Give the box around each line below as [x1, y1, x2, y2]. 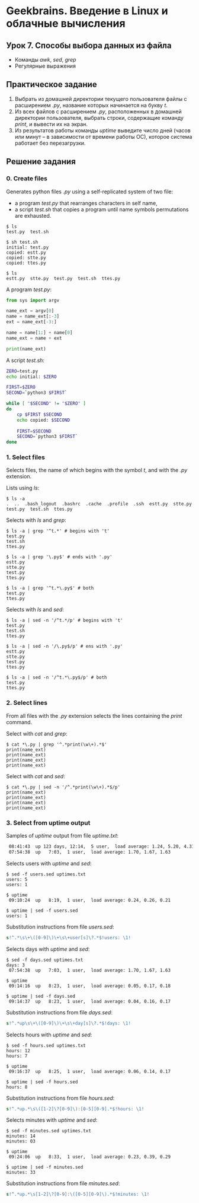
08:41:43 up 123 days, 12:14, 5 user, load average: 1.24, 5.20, [8, 844, 182, 849]
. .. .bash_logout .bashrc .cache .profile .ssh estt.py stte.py [6, 501, 192, 507]
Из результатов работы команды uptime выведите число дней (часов [14, 126, 191, 134]
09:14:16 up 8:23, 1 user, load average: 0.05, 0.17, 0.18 [8, 983, 171, 989]
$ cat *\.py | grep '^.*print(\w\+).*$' [6, 741, 108, 747]
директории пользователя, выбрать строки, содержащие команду [14, 114, 184, 121]
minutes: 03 [6, 1138, 36, 1144]
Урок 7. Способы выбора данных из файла [6, 40, 172, 50]
